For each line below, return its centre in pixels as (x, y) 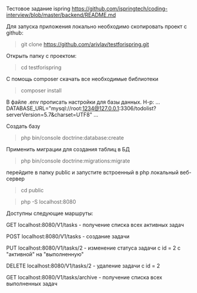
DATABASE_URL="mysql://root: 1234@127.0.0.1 (63, 108)
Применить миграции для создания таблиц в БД (68, 149)
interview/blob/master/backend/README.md (61, 15)
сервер (15, 179)
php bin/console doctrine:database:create (72, 138)
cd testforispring (41, 67)
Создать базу (23, 126)
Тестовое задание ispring (38, 9)
